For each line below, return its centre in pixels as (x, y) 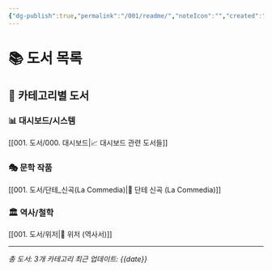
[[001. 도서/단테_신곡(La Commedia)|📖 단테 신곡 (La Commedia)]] (115, 189)
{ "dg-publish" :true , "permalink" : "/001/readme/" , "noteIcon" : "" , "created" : (136, 16)
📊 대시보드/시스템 (42, 121)
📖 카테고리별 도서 (49, 96)
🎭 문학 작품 (30, 168)
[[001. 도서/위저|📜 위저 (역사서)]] (60, 235)
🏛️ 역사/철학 (31, 213)
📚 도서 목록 (45, 58)
